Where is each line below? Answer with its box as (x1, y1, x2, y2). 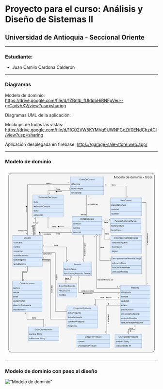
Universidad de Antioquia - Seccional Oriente (5, 33, 145, 41)
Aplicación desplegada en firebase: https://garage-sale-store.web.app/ (5, 141, 148, 147)
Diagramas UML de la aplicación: (5, 112, 71, 118)
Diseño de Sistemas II (5, 14, 94, 25)
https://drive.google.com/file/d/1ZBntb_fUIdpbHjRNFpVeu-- (5, 97, 124, 103)
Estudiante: (5, 53, 33, 60)
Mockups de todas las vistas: (5, 121, 64, 127)
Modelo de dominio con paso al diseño (5, 368, 98, 374)
